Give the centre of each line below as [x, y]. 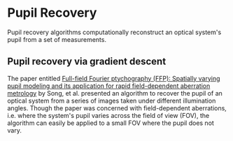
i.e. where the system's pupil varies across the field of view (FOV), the [108, 115]
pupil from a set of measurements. [57, 39]
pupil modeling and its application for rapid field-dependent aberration [109, 86]
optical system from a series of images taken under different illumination [112, 101]
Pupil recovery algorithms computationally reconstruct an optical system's [114, 32]
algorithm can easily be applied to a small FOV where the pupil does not [111, 123]
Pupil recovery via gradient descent [87, 62]
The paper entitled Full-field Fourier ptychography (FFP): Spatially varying [114, 78]
